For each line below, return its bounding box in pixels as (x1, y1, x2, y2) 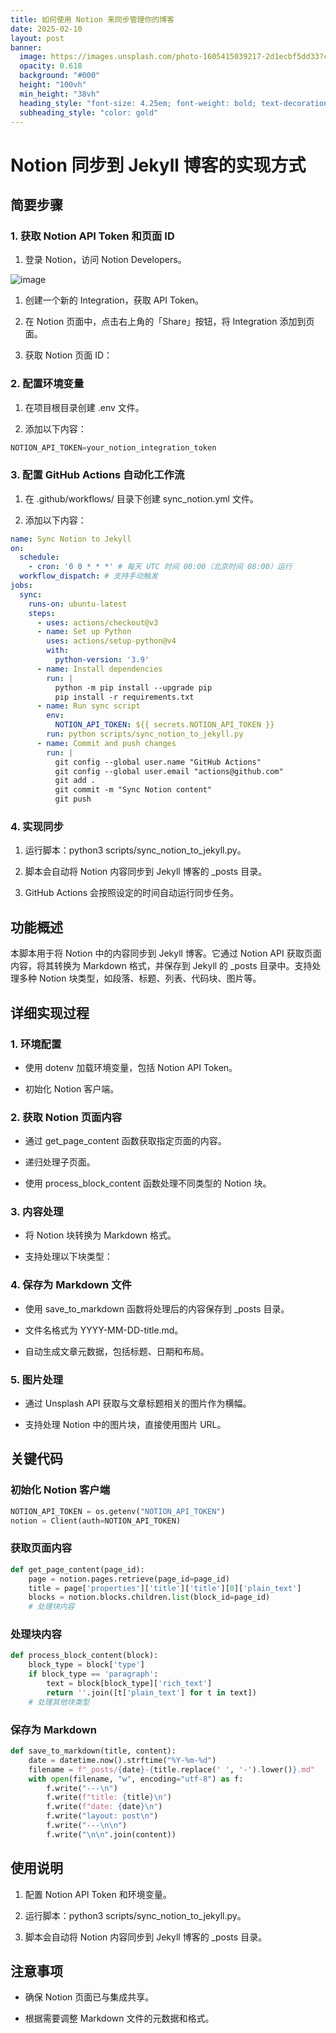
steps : (28, 608, 56, 618)
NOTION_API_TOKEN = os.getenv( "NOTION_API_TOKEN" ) (10, 1506, 226, 1516)
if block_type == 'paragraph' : (28, 1669, 159, 1680)
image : (19, 52, 47, 62)
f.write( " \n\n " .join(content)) (46, 1829, 177, 1840)
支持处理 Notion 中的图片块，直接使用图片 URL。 (24, 1419, 227, 1431)
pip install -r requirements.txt (54, 692, 195, 702)
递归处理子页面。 (24, 1156, 96, 1168)
